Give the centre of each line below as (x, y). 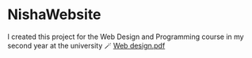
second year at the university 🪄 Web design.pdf (86, 45)
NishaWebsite (54, 15)
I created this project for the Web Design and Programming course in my (126, 37)
